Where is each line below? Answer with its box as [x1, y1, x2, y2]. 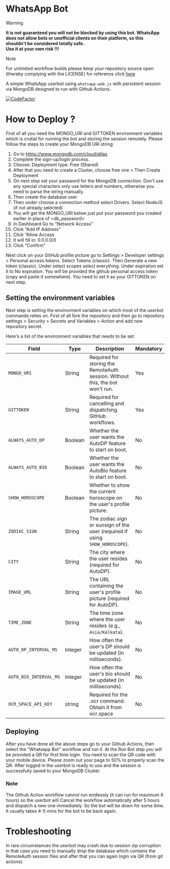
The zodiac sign [89, 515, 128, 522]
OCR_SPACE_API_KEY [8, 701, 52, 707]
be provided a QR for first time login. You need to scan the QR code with [6, 752, 156, 758]
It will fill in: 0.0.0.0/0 [13, 236, 56, 243]
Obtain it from [89, 703, 122, 710]
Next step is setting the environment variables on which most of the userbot [6, 307, 163, 313]
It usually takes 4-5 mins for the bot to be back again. [6, 808, 117, 814]
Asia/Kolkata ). [89, 628, 124, 636]
